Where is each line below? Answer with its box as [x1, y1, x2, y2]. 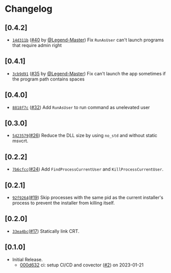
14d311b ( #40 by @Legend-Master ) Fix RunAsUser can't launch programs [12, 37, 164, 43]
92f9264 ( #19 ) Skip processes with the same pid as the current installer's [12, 195, 164, 201]
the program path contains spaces [12, 76, 85, 82]
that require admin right [12, 42, 62, 48]
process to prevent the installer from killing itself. [12, 200, 115, 206]
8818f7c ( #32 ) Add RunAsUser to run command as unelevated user [12, 104, 150, 110]
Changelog [5, 3, 53, 15]
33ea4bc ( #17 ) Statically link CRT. [12, 228, 80, 234]
